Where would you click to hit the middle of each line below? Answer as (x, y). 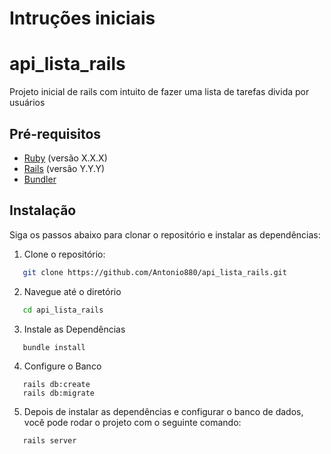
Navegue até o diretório (72, 291)
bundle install (54, 347)
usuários (27, 103)
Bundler (40, 179)
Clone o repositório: (64, 254)
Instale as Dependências (74, 329)
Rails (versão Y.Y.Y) (64, 168)
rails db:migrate (59, 393)
